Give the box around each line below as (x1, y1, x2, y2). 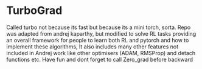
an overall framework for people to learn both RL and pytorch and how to (6, 36, 189, 44)
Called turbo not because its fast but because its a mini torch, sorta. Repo (6, 24, 191, 31)
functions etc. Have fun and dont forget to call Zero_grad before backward (6, 56, 193, 63)
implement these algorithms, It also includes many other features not (6, 43, 179, 50)
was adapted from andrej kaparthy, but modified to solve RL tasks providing (6, 30, 197, 37)
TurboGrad (6, 4, 63, 18)
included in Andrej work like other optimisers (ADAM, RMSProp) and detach (6, 49, 196, 56)
